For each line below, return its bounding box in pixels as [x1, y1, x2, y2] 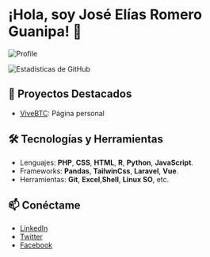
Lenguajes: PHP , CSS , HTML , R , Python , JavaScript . [19, 158, 194, 167]
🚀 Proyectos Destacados [8, 88, 132, 101]
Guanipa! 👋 [8, 22, 82, 41]
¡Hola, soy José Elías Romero [8, 6, 202, 24]
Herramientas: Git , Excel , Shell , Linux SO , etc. [19, 174, 170, 184]
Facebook [19, 240, 53, 250]
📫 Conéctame [8, 198, 81, 212]
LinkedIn [19, 224, 48, 233]
